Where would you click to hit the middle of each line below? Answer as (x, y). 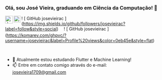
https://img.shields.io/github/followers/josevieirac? (74, 24)
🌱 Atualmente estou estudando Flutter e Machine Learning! (72, 60)
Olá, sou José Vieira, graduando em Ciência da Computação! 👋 (81, 8)
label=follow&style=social (31, 29)
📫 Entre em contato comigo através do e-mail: (59, 65)
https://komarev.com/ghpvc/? (37, 35)
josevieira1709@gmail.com (39, 72)
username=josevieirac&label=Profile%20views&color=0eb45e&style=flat (79, 41)
